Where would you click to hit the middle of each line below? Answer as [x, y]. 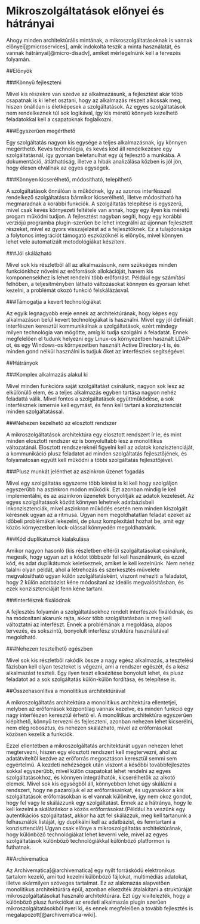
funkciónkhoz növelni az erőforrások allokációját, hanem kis [80, 271]
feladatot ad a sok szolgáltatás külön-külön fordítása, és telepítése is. [91, 679]
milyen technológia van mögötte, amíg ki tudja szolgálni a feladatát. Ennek [97, 332]
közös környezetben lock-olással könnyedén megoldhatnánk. [81, 527]
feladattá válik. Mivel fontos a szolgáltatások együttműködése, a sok [90, 399]
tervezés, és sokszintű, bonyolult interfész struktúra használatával [87, 630]
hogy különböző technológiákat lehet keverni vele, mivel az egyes [87, 834]
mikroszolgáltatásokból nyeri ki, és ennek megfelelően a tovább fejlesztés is [100, 908]
